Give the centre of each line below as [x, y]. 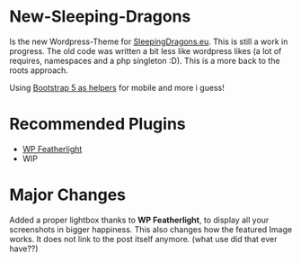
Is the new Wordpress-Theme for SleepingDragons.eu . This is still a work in [149, 41]
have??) [24, 248]
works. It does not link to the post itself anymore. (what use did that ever [143, 239]
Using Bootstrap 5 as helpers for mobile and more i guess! [117, 87]
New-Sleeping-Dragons [100, 17]
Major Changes [68, 195]
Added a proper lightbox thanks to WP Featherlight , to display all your [139, 220]
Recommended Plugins [97, 124]
